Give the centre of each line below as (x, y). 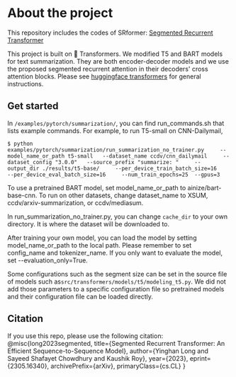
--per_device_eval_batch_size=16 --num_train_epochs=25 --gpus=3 (114, 175)
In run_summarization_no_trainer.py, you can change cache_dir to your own (118, 216)
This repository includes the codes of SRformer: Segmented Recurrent (111, 33)
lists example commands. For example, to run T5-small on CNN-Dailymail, (115, 130)
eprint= (200, 358)
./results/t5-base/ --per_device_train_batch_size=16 (130, 168)
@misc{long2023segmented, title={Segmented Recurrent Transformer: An (116, 343)
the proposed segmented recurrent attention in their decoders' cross (108, 69)
